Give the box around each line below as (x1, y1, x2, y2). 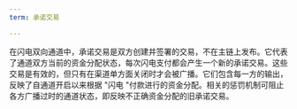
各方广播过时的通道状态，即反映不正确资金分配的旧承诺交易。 (9, 90, 234, 101)
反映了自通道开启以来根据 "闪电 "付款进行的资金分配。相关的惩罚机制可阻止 (9, 79, 285, 90)
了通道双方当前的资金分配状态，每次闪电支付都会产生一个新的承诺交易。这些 (9, 57, 288, 67)
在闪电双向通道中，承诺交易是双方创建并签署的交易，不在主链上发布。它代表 (9, 46, 288, 57)
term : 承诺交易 (9, 12, 60, 22)
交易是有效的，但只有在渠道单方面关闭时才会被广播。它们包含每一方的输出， (9, 68, 288, 79)
